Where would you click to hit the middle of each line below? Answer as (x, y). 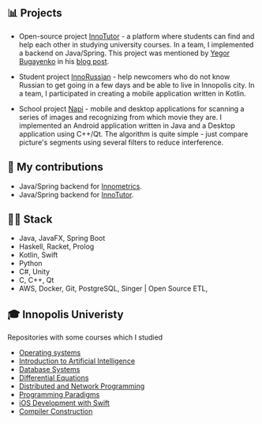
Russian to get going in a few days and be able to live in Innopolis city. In (137, 84)
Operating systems (50, 353)
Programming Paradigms (59, 395)
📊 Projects (35, 13)
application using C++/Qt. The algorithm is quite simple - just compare (133, 133)
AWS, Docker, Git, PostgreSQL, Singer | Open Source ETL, (113, 289)
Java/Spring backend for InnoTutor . (76, 194)
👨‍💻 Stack (30, 220)
